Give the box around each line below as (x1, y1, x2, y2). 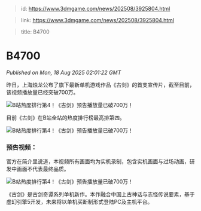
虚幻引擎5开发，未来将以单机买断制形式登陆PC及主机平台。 (6, 198, 153, 206)
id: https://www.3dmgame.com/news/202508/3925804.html (20, 5, 170, 12)
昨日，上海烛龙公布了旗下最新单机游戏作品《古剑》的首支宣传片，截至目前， (6, 81, 195, 88)
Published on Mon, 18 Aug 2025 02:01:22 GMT (6, 69, 121, 76)
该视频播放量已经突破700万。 (6, 88, 79, 96)
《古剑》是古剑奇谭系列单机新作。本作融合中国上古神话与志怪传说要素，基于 (6, 191, 195, 198)
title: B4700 (20, 28, 50, 35)
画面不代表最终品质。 (16, 166, 69, 173)
